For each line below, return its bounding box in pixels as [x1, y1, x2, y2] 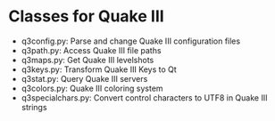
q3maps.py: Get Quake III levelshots [21, 54, 154, 65]
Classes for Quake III [8, 6, 164, 27]
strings [21, 101, 47, 112]
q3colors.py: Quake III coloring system [21, 83, 163, 93]
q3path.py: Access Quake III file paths [21, 44, 162, 55]
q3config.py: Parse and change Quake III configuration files [21, 36, 241, 46]
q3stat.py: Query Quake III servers [21, 73, 148, 84]
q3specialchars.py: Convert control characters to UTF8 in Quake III [21, 92, 268, 103]
